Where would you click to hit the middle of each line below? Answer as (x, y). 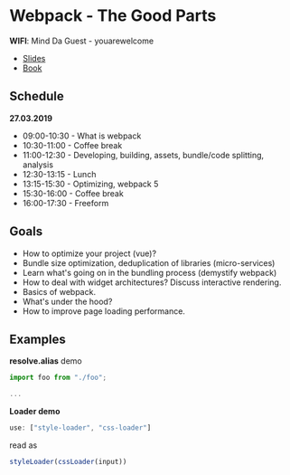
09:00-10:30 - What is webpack (82, 136)
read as (23, 445)
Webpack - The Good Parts (113, 16)
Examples (37, 339)
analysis (38, 165)
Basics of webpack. (59, 291)
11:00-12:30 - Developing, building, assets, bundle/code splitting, (143, 155)
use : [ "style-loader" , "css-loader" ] (80, 428)
